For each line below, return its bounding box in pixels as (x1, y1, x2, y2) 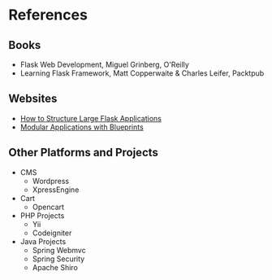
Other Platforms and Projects (8, 146, 158, 160)
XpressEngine (32, 185, 80, 195)
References (8, 6, 88, 24)
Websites (8, 92, 58, 106)
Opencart (32, 202, 65, 212)
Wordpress (32, 176, 70, 186)
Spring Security (32, 254, 85, 264)
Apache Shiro (32, 262, 79, 272)
